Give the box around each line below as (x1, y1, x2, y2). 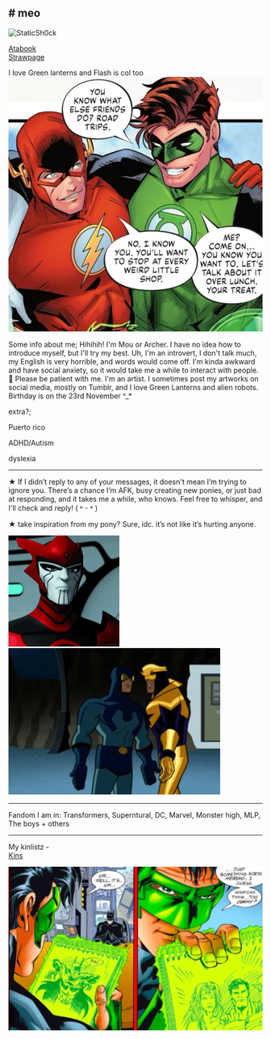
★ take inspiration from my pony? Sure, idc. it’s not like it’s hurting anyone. (8, 519, 256, 528)
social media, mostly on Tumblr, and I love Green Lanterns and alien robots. (8, 382, 259, 392)
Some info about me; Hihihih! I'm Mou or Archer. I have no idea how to (8, 339, 242, 349)
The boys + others (8, 818, 70, 828)
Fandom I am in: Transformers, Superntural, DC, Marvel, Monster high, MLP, (8, 810, 261, 819)
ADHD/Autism (8, 438, 54, 448)
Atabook (8, 44, 36, 53)
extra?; (8, 406, 31, 416)
